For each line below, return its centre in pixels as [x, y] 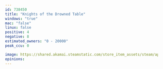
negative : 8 [17, 37]
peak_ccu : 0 [17, 46]
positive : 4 [17, 32]
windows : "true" [21, 18]
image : [12, 54]
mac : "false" [18, 23]
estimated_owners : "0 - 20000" [37, 41]
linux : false [18, 28]
